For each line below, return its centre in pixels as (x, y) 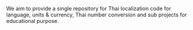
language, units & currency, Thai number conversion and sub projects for (97, 15)
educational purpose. (32, 21)
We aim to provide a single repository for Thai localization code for (89, 9)
